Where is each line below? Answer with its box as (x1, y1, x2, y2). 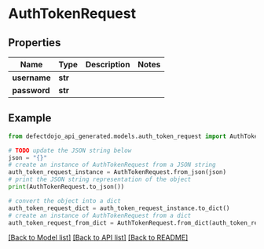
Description (85, 60, 130, 70)
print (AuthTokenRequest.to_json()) (8, 183, 125, 191)
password (12, 85, 50, 96)
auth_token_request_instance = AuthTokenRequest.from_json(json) (8, 168, 226, 176)
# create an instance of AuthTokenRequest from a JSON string (8, 161, 216, 169)
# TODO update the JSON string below (8, 146, 132, 154)
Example (8, 111, 52, 125)
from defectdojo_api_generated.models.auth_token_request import (8, 132, 226, 140)
